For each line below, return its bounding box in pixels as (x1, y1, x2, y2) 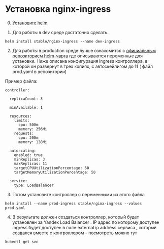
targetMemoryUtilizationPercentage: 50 (14, 169, 96, 175)
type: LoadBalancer (14, 183, 54, 188)
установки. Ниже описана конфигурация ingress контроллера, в (12, 58, 148, 64)
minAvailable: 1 (9, 105, 43, 110)
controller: (5, 87, 30, 92)
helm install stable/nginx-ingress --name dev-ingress (5, 39, 120, 44)
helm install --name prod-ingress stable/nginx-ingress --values (5, 201, 142, 206)
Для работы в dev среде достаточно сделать (12, 29, 107, 35)
